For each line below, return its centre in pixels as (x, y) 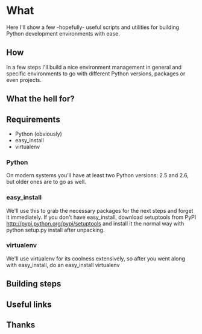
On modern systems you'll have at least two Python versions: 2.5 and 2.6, (97, 175)
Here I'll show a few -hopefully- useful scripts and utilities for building (93, 27)
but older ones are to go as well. (46, 182)
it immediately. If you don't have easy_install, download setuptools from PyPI (101, 217)
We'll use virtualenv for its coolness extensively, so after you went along (96, 258)
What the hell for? (41, 99)
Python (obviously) (38, 134)
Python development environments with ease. (63, 33)
